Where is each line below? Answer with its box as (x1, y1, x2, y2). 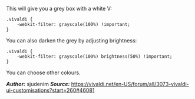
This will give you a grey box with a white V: (6, 5, 112, 12)
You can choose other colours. (6, 69, 81, 76)
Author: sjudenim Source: (6, 81, 70, 87)
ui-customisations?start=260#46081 (6, 87, 95, 94)
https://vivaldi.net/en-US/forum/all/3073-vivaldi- (71, 81, 190, 87)
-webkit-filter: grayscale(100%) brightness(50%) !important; (16, 54, 173, 60)
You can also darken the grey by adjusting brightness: (6, 37, 137, 44)
